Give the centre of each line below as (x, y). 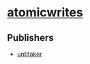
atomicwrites (45, 13)
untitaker (29, 54)
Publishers (30, 38)
